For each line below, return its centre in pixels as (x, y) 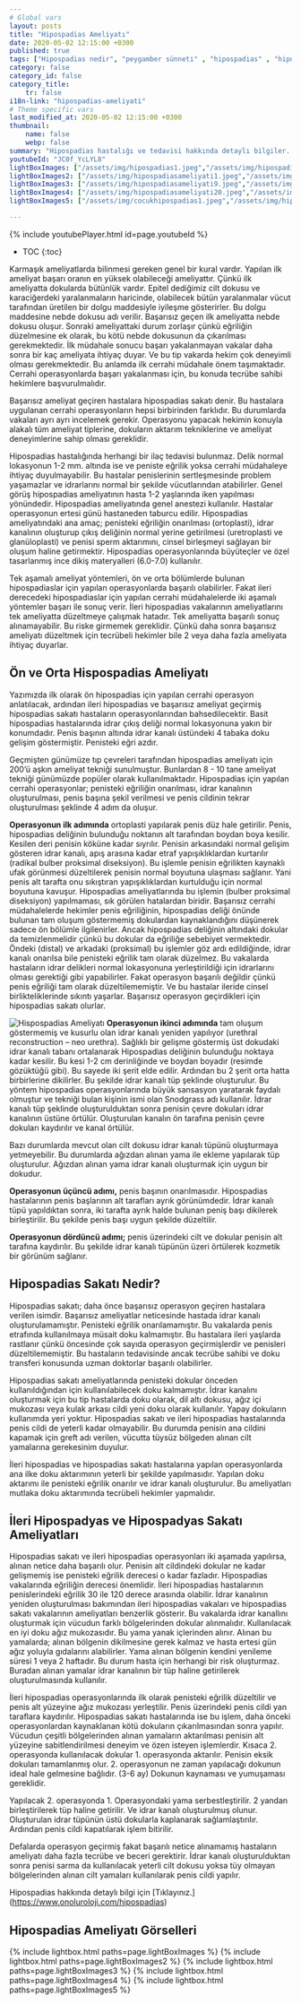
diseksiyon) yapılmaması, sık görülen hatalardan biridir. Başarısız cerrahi (142, 901)
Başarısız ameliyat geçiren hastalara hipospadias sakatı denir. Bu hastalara (146, 401)
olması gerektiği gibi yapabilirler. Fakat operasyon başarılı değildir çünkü (142, 977)
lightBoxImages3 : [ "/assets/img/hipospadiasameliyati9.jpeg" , (128, 185)
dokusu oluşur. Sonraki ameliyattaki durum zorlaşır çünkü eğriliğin (131, 326)
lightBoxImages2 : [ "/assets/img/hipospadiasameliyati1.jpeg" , (128, 176)
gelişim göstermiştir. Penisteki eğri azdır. (84, 742)
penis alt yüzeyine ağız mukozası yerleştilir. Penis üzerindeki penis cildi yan (148, 1707)
